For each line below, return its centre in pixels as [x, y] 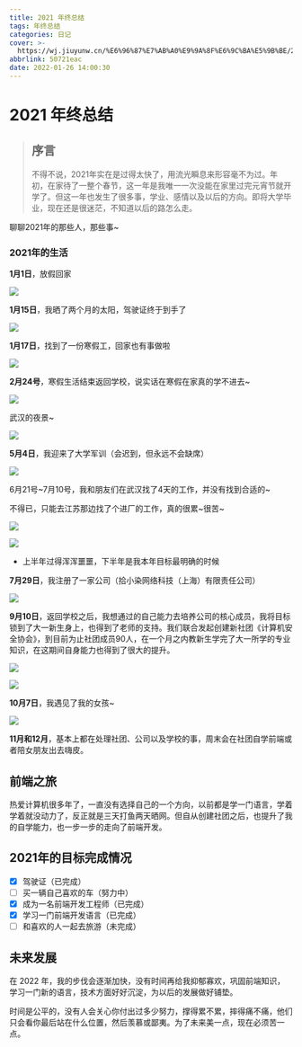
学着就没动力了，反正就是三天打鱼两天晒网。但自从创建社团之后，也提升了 [147, 815]
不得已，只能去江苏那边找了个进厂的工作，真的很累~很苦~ [117, 509]
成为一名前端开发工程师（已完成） [85, 903]
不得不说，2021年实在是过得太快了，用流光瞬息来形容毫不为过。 [151, 174]
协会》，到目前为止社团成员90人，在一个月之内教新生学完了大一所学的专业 [154, 639]
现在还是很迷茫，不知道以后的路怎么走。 [122, 208]
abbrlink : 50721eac [46, 59]
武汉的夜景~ [32, 418]
